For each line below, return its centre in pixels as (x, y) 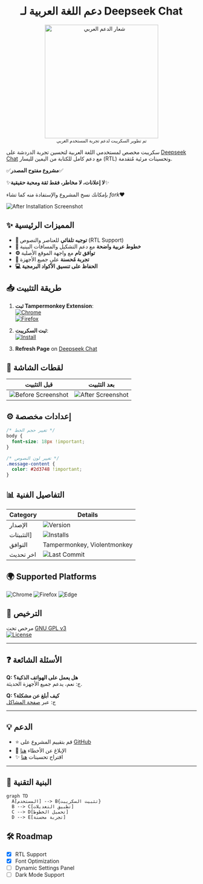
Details (88, 515)
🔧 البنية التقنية (29, 782)
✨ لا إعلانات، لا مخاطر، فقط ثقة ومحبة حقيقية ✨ (58, 182)
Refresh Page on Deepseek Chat (56, 348)
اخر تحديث (23, 554)
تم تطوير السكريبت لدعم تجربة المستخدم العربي (101, 141)
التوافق (18, 545)
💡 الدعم (20, 727)
